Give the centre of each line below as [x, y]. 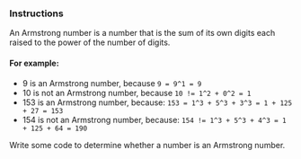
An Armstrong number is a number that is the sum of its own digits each [142, 33]
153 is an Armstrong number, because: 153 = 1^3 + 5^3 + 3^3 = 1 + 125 [157, 102]
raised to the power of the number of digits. [90, 42]
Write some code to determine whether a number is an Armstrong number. [147, 145]
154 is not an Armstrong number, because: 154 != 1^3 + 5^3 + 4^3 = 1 [154, 119]
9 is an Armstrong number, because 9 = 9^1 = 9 [112, 83]
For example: [35, 63]
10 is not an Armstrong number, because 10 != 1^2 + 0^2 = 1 [137, 93]
